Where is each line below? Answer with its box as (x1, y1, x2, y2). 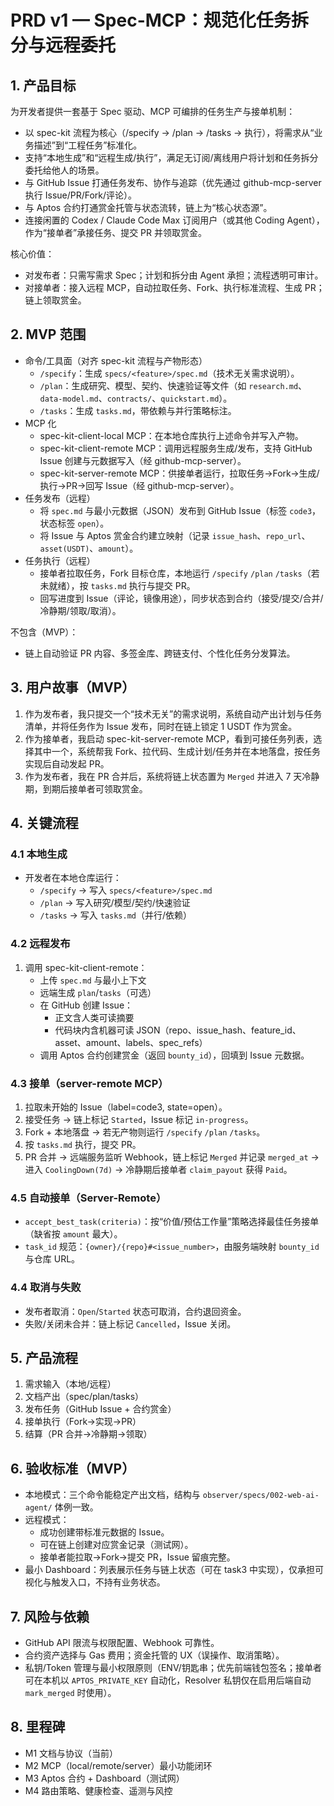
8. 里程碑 (10, 1719, 66, 1736)
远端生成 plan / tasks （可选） (39, 986, 157, 998)
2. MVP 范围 (10, 326, 87, 343)
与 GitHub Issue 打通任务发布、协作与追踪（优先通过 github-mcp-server (24, 177, 322, 188)
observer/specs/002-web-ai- (202, 1491, 320, 1501)
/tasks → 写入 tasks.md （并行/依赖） (39, 909, 193, 921)
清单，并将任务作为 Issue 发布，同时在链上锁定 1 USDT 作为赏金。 (24, 720, 298, 732)
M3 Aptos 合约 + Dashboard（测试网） (24, 1772, 185, 1784)
